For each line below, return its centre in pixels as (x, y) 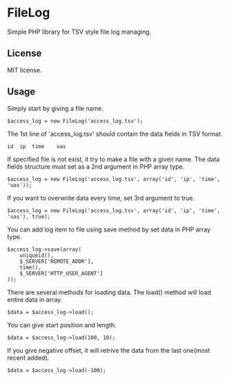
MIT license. (25, 70)
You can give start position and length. (62, 325)
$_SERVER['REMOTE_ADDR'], (57, 261)
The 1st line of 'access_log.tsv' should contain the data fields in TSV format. (115, 134)
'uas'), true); (29, 216)
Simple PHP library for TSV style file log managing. (79, 32)
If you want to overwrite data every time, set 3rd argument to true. (101, 198)
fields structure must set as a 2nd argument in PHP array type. (96, 166)
